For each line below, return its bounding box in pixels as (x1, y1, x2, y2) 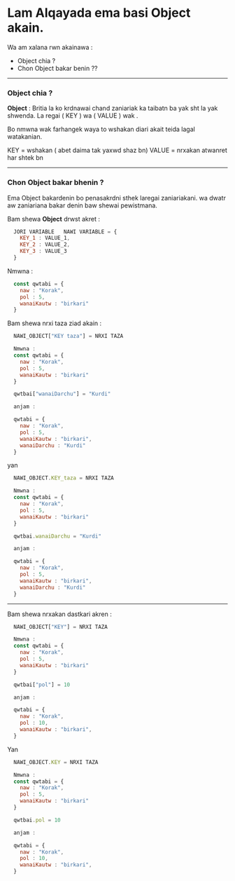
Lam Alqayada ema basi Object (7, 5, 191, 21)
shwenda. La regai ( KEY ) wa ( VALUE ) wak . (7, 111, 138, 120)
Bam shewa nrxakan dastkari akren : (7, 610, 112, 618)
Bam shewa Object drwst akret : (7, 214, 100, 223)
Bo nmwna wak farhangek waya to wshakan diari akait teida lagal (7, 125, 196, 134)
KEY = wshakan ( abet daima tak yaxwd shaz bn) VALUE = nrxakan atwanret (7, 146, 227, 155)
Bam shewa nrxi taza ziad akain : (7, 319, 102, 327)
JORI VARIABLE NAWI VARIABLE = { (13, 228, 117, 235)
